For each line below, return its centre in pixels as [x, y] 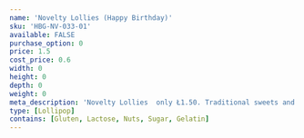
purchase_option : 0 [46, 43]
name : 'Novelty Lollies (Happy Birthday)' [91, 18]
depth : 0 [26, 85]
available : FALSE [42, 34]
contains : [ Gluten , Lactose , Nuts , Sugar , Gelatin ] [109, 119]
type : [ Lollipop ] [42, 111]
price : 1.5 [30, 52]
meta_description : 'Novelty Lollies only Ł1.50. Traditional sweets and [152, 102]
